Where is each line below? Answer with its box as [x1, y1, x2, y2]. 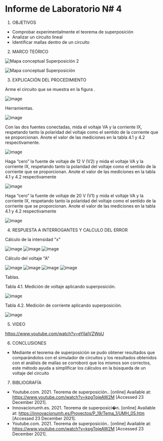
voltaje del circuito [12, 370, 50, 376]
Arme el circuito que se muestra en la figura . [5, 86, 96, 92]
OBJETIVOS [12, 19, 36, 25]
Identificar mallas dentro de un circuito [12, 39, 90, 45]
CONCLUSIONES [12, 340, 47, 346]
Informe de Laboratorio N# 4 [5, 3, 122, 15]
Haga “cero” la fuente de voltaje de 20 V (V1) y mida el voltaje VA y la [5, 193, 144, 198]
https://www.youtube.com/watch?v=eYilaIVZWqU [5, 331, 105, 336]
